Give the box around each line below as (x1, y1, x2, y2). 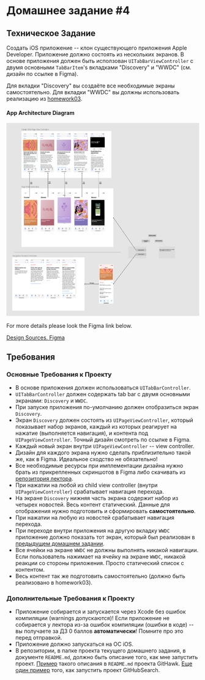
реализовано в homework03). (15, 578, 93, 586)
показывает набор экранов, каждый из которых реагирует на (15, 423, 177, 430)
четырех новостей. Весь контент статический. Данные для (15, 501, 170, 508)
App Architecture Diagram (6, 109, 75, 116)
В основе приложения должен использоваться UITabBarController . (15, 383, 191, 391)
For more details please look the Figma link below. (6, 322, 133, 330)
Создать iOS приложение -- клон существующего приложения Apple (6, 44, 187, 51)
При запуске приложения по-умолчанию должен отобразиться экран (15, 403, 199, 410)
